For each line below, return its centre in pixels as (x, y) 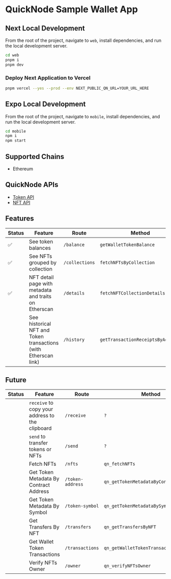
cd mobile (16, 131)
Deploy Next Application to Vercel (48, 77)
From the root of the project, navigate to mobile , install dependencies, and (83, 116)
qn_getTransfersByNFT (130, 527)
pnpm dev (15, 65)
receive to (41, 403)
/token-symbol (82, 506)
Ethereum (23, 169)
